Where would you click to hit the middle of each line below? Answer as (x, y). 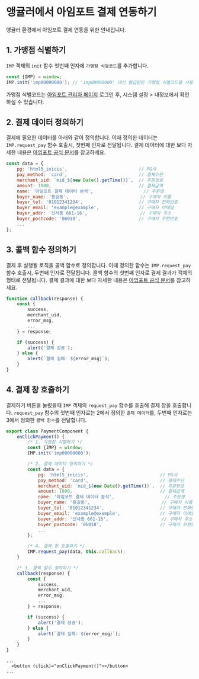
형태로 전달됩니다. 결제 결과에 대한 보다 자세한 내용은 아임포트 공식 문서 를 (91, 280)
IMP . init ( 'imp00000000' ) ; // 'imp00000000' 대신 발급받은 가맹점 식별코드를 (94, 82)
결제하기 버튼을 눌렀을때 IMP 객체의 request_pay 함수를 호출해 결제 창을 (89, 405)
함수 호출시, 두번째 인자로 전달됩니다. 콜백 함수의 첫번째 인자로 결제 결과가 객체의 (99, 273)
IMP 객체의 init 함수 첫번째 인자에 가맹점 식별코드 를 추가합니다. (78, 65)
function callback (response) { (45, 299)
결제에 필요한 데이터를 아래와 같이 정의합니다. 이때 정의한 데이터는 (82, 137)
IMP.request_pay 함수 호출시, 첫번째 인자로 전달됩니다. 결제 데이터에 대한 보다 (96, 145)
